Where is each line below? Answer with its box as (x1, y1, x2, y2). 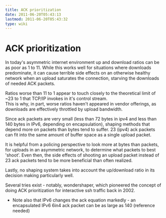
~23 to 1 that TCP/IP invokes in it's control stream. (5, 95, 108, 101)
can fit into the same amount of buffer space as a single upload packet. (5, 132, 152, 138)
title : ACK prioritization (5, 7, 61, 12)
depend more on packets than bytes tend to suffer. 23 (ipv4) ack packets (5, 126, 156, 132)
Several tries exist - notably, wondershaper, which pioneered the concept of (5, 182, 162, 188)
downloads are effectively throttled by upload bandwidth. (5, 106, 123, 112)
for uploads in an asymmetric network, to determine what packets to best (5, 147, 156, 153)
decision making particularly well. (5, 172, 74, 178)
